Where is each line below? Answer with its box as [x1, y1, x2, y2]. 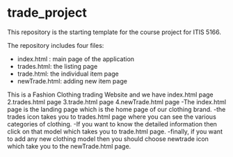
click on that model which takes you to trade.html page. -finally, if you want [7, 127, 223, 135]
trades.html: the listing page [17, 62, 98, 70]
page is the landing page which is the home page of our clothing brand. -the [7, 105, 226, 113]
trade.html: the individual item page [17, 69, 120, 78]
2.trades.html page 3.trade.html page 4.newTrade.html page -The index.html [7, 97, 227, 106]
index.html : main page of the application [17, 54, 134, 63]
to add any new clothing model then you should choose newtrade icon [7, 134, 209, 143]
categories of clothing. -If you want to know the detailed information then [7, 119, 218, 128]
